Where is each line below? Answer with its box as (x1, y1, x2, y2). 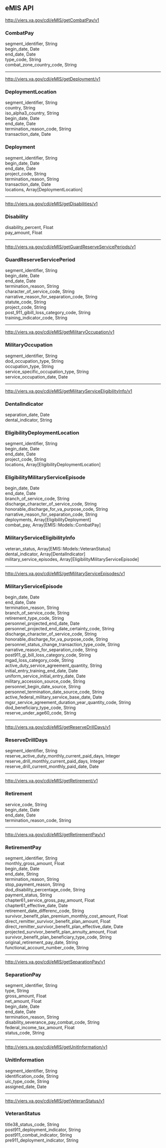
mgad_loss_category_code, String (5, 657, 74, 663)
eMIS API (5, 4, 34, 12)
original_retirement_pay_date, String (5, 939, 78, 945)
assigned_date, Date (5, 1084, 47, 1090)
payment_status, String (5, 892, 52, 898)
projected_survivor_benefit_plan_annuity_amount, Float (5, 929, 117, 934)
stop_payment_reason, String (5, 881, 65, 887)
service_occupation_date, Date (5, 374, 68, 380)
